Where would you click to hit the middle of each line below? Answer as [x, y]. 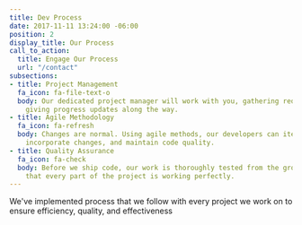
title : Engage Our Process [68, 59]
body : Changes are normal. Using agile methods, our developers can [148, 134]
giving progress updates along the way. [102, 109]
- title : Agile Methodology [62, 117]
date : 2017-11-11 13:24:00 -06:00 [74, 26]
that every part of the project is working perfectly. [130, 176]
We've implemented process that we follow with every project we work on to [151, 202]
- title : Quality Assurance [62, 151]
